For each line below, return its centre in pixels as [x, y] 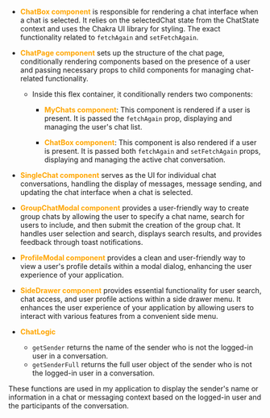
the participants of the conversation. [69, 406]
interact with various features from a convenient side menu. [119, 316]
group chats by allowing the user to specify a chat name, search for [132, 216]
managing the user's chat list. [93, 127]
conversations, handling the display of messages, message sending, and [141, 184]
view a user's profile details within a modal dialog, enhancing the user [136, 266]
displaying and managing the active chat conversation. [135, 159]
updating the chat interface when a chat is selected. [106, 192]
